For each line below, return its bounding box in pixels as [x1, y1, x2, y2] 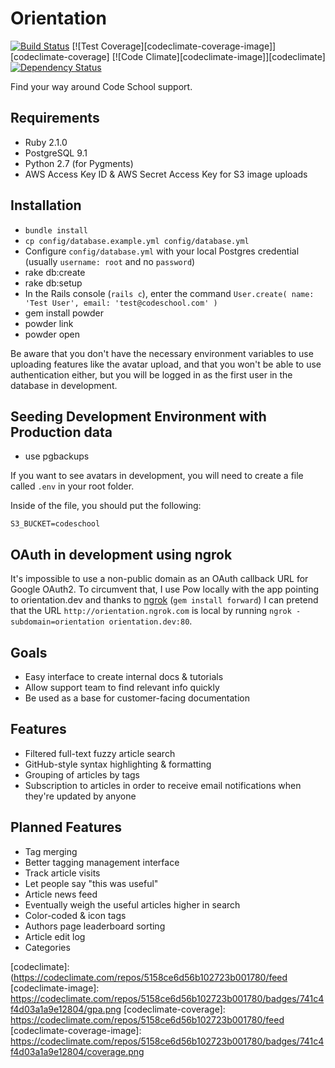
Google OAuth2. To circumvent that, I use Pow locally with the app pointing [10, 583, 320, 596]
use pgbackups [24, 450, 90, 462]
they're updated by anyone [24, 790, 137, 802]
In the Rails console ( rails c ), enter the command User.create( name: [24, 287, 315, 299]
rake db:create [24, 266, 86, 278]
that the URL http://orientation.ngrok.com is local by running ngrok [10, 605, 292, 617]
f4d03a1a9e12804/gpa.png [10, 1003, 122, 1015]
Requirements [10, 110, 100, 127]
